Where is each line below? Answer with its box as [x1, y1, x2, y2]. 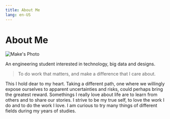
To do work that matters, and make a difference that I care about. [17, 71, 156, 77]
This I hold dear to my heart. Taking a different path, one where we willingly [5, 81, 165, 87]
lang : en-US [5, 12, 31, 17]
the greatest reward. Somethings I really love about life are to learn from [5, 91, 158, 98]
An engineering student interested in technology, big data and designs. [5, 61, 156, 67]
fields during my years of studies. [5, 108, 76, 114]
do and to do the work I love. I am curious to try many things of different [5, 103, 158, 109]
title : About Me [5, 7, 40, 13]
